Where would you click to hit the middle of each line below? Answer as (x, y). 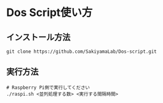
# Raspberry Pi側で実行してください (48, 87)
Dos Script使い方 (49, 13)
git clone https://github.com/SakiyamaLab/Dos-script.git (81, 51)
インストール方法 (38, 37)
